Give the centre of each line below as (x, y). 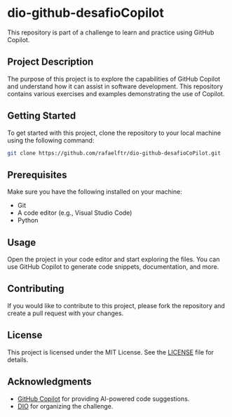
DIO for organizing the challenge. (65, 406)
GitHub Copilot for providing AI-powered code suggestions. (103, 399)
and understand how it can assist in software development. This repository (115, 86)
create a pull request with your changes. (66, 313)
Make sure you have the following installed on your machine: (95, 192)
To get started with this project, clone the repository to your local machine (114, 133)
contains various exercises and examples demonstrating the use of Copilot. (116, 93)
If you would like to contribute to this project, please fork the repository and (116, 305)
